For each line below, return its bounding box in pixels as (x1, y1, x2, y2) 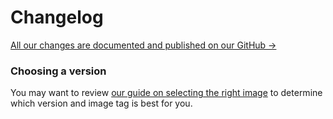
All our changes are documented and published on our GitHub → (10, 39, 277, 51)
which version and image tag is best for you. (10, 97, 193, 110)
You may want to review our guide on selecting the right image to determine (10, 87, 323, 99)
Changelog (10, 6, 104, 29)
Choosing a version (10, 64, 107, 78)
